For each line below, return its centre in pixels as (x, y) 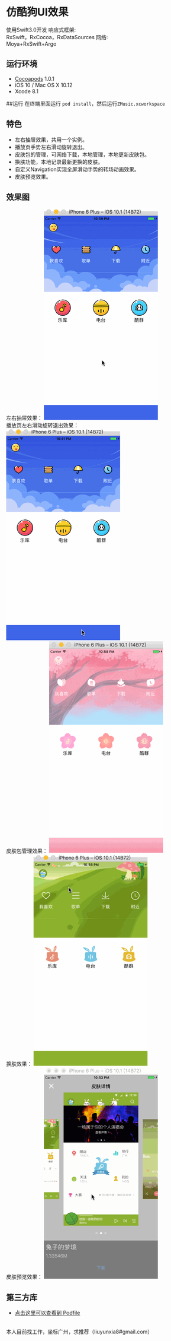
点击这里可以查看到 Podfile (47, 1313)
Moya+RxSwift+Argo (31, 44)
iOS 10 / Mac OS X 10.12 (43, 85)
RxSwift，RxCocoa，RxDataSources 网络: (57, 37)
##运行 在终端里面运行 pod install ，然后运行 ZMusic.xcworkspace (86, 103)
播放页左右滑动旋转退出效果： (42, 426)
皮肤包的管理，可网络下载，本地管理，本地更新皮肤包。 (82, 154)
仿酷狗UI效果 (38, 12)
